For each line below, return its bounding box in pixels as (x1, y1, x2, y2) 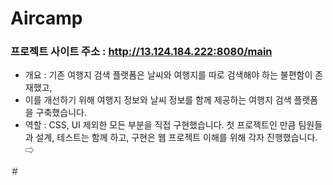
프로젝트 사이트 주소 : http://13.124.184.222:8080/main (10, 45, 273, 59)
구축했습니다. (35, 107, 87, 119)
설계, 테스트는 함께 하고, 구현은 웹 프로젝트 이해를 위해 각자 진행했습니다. (35, 132, 318, 144)
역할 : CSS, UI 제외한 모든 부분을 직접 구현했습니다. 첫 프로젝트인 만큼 (24, 119, 297, 131)
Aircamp (10, 7, 83, 30)
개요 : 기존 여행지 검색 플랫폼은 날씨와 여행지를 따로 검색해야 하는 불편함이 (24, 69, 313, 81)
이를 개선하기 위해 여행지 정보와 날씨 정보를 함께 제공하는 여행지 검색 (24, 94, 292, 106)
